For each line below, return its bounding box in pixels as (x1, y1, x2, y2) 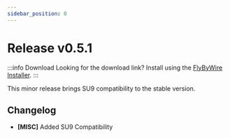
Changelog (7, 104, 57, 116)
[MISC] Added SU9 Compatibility (17, 123, 113, 131)
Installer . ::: (7, 70, 39, 79)
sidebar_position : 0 (7, 10, 68, 17)
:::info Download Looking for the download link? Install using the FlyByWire (7, 63, 223, 72)
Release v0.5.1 (7, 40, 93, 56)
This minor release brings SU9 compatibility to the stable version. (7, 84, 196, 93)
